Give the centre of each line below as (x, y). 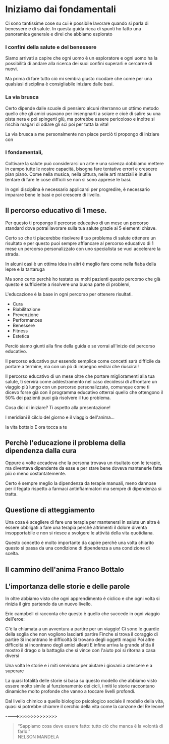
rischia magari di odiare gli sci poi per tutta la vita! (57, 124)
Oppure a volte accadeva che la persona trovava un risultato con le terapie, (83, 463)
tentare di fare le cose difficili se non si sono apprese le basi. (68, 179)
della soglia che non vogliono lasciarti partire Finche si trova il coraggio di (81, 634)
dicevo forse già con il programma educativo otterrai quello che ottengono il (84, 392)
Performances (27, 320)
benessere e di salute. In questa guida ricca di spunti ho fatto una (73, 28)
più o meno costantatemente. (36, 474)
